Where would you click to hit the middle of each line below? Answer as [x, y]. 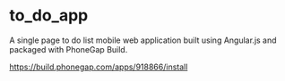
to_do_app [49, 16]
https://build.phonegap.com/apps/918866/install [99, 67]
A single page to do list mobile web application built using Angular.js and [143, 40]
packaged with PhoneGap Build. [69, 49]
